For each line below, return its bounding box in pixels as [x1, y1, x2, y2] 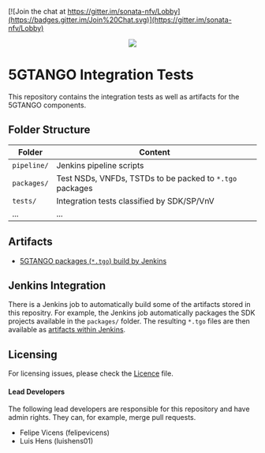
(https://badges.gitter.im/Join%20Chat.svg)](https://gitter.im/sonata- [8, 15, 233, 24]
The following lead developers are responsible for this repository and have [8, 404, 250, 414]
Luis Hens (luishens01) [19, 436, 94, 446]
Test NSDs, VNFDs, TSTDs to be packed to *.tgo [56, 173, 237, 184]
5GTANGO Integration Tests [8, 66, 194, 84]
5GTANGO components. [8, 100, 87, 110]
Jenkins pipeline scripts [56, 159, 144, 170]
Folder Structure [8, 123, 91, 137]
